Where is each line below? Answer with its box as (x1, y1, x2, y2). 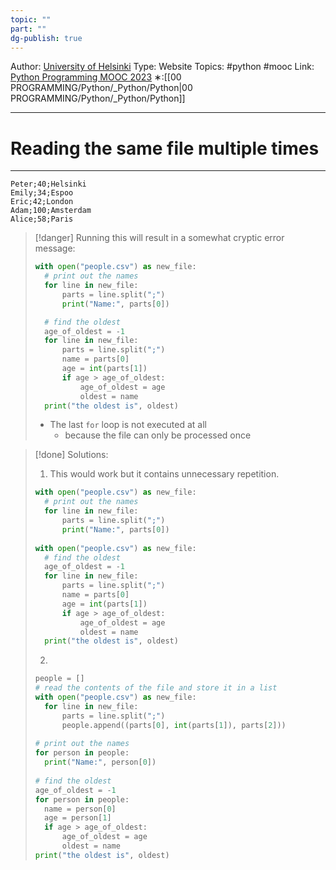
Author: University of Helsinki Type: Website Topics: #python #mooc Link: (10, 61, 315, 73)
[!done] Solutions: (34, 449, 109, 461)
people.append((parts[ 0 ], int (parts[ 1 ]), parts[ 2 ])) (61, 720, 287, 730)
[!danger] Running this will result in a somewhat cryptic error (34, 232, 285, 244)
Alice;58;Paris (10, 214, 74, 225)
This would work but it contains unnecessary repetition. (49, 468, 280, 480)
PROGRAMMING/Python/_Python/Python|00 (10, 82, 193, 94)
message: (34, 242, 76, 255)
